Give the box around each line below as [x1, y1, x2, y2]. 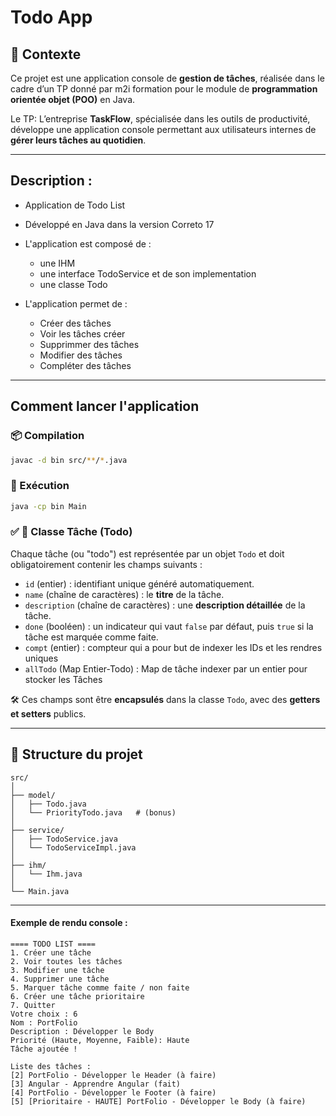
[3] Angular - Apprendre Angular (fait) [10, 1079, 182, 1089]
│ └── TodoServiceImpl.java [10, 842, 137, 853]
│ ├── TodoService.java [10, 834, 118, 844]
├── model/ [10, 790, 56, 800]
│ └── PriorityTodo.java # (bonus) [10, 807, 177, 818]
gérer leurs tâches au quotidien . [10, 134, 147, 146]
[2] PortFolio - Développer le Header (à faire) [10, 1070, 217, 1080]
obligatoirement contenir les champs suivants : [10, 558, 203, 570]
